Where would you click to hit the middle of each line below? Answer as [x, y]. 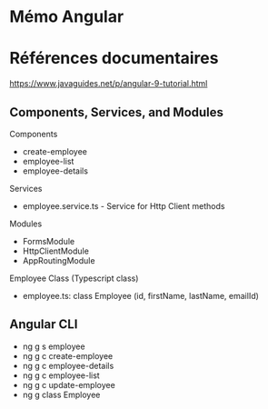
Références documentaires [114, 59]
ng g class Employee [61, 394]
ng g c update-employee [69, 384]
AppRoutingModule [59, 260]
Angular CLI [44, 324]
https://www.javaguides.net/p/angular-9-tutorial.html [109, 84]
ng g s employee [54, 346]
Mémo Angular [67, 17]
